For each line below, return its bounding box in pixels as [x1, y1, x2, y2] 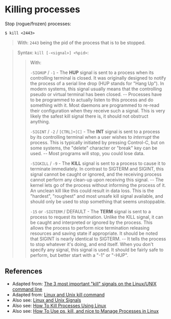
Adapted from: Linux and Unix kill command [12, 291, 105, 297]
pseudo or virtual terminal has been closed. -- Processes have [30, 91, 162, 97]
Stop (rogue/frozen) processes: [5, 21, 71, 27]
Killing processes [5, 4, 80, 15]
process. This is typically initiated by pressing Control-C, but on [30, 139, 165, 145]
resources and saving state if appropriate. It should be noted [30, 230, 158, 236]
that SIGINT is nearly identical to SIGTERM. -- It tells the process [30, 235, 166, 242]
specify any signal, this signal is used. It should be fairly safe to [30, 247, 164, 253]
